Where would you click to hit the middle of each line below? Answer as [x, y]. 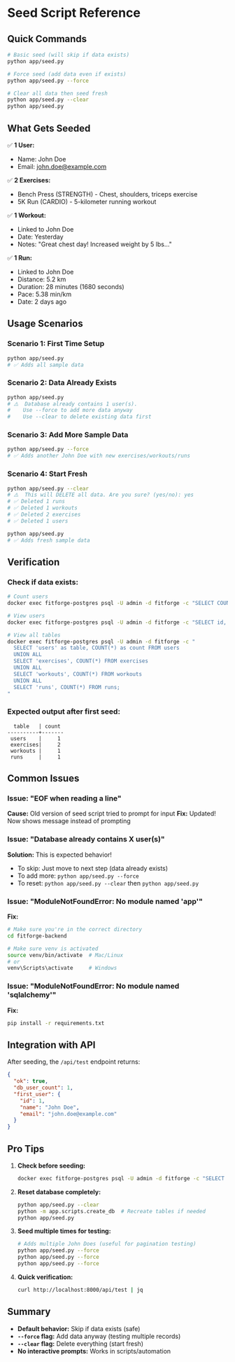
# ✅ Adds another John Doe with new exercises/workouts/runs [99, 456]
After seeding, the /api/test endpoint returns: [74, 1062]
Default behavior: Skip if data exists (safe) [79, 1328]
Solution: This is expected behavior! [59, 855]
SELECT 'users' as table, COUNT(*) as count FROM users [97, 648]
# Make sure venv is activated [53, 949]
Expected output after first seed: [64, 712]
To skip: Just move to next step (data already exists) [93, 868]
